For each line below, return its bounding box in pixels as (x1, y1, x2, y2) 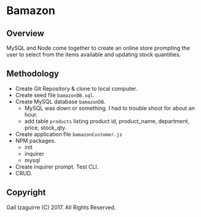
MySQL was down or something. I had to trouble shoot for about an (24, 104, 195, 112)
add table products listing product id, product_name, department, (24, 117, 190, 124)
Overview (6, 28, 45, 39)
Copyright (6, 188, 46, 198)
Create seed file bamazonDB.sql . (15, 91, 95, 99)
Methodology (6, 69, 60, 79)
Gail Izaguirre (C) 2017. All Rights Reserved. (6, 204, 116, 211)
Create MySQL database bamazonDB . (15, 97, 106, 105)
